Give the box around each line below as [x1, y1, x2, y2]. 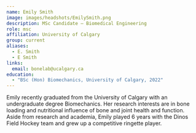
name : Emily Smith [6, 9, 53, 15]
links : [6, 60, 23, 66]
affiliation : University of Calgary [6, 32, 100, 38]
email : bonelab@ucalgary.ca [12, 65, 84, 72]
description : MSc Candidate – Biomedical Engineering [6, 20, 147, 26]
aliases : [6, 43, 29, 49]
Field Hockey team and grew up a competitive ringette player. [6, 120, 162, 127]
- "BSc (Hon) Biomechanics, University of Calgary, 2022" [12, 77, 164, 83]
